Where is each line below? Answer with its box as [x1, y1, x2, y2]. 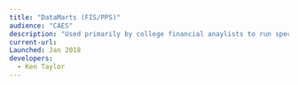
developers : [9, 54, 53, 63]
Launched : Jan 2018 [9, 46, 82, 55]
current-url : [9, 37, 58, 47]
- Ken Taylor [17, 63, 66, 72]
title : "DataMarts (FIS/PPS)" [9, 12, 122, 22]
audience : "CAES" [9, 21, 74, 30]
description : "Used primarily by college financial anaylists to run [9, 29, 272, 38]
